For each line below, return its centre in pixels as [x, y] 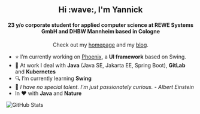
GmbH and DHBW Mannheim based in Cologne [101, 31]
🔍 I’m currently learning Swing [53, 78]
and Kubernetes [35, 72]
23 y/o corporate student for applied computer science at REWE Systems [101, 25]
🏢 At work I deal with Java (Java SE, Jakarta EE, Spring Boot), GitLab [100, 65]
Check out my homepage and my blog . [101, 45]
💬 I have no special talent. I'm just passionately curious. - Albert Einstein [104, 87]
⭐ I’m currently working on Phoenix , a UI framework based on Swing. [101, 57]
